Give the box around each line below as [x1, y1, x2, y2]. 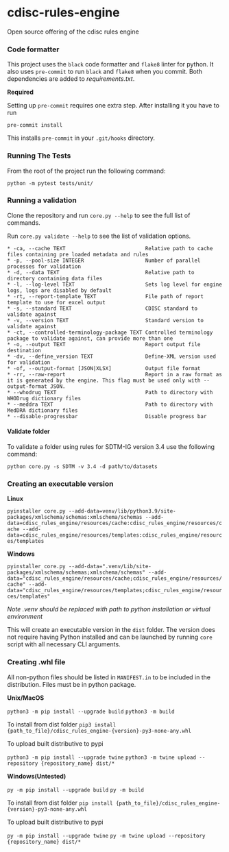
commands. [7, 218, 41, 227]
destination [7, 347, 41, 354]
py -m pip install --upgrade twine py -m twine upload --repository [7, 832, 206, 839]
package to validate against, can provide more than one [7, 334, 173, 342]
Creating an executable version [7, 478, 114, 488]
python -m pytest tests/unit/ [7, 180, 94, 186]
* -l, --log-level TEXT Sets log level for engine [7, 281, 223, 288]
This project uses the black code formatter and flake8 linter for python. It [7, 60, 214, 69]
